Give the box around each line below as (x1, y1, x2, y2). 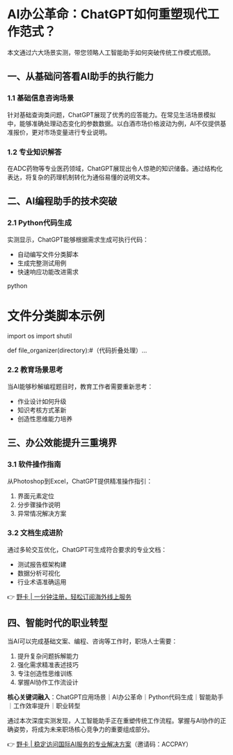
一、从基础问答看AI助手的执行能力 (7, 70, 154, 82)
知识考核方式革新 (17, 405, 67, 414)
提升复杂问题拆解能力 (17, 652, 79, 660)
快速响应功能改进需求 (17, 267, 79, 276)
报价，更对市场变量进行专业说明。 (13, 128, 111, 136)
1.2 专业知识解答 (7, 147, 62, 157)
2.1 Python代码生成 (7, 218, 72, 227)
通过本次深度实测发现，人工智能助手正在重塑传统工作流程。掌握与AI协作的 (7, 716, 220, 724)
